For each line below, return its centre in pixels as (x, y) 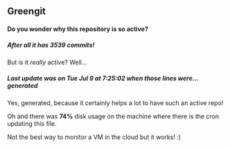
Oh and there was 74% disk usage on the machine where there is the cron (113, 116)
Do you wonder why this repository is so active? (78, 29)
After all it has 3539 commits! (51, 45)
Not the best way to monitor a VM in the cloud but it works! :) (94, 137)
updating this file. (32, 123)
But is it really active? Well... (47, 62)
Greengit (27, 11)
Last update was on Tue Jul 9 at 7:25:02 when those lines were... (103, 78)
